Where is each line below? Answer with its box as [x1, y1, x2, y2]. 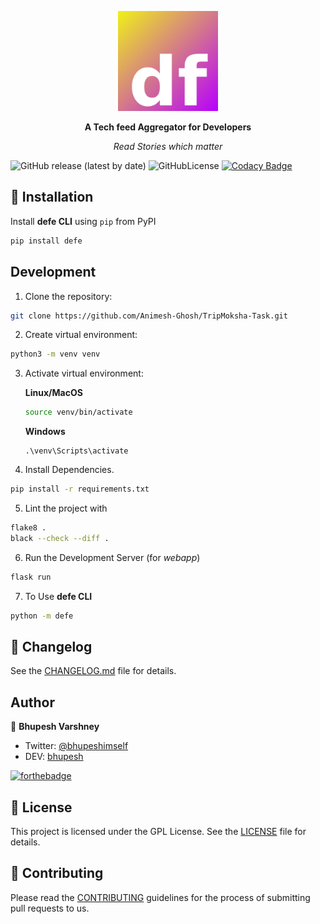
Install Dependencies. [24, 464, 115, 476]
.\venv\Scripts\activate [24, 446, 129, 456]
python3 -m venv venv [10, 349, 101, 360]
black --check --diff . [10, 533, 110, 543]
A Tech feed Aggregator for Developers [84, 121, 252, 133]
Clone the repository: [24, 290, 113, 302]
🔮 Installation [10, 189, 94, 206]
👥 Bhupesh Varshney [10, 721, 100, 733]
